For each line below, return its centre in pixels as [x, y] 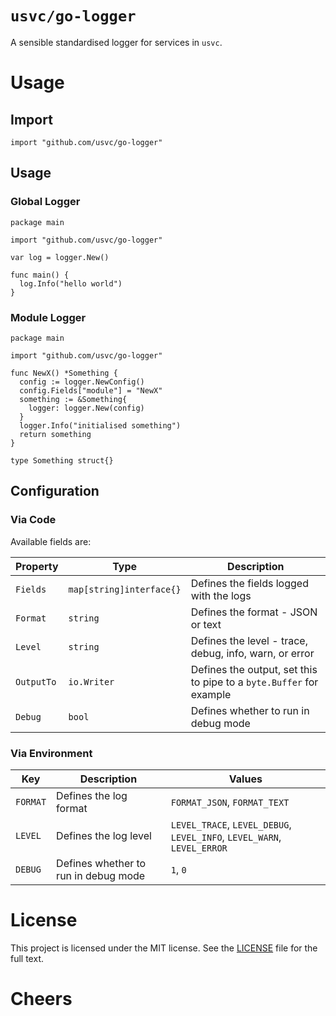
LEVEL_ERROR [199, 848]
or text [206, 624]
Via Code [33, 520]
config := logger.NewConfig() [82, 382]
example [211, 694]
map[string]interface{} [125, 589]
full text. [27, 958]
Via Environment [51, 753]
